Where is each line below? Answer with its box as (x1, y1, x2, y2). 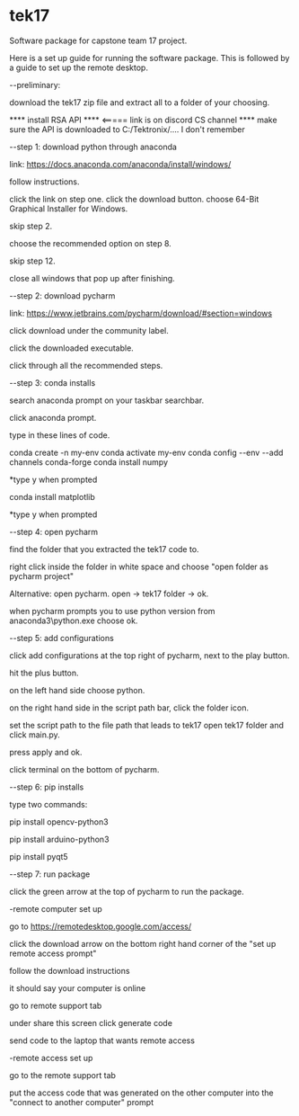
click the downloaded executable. (9, 343, 135, 353)
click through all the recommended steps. (9, 360, 163, 371)
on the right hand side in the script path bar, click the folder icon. (9, 702, 250, 713)
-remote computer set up (9, 903, 103, 914)
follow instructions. (9, 176, 80, 187)
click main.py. (9, 729, 60, 740)
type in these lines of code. (9, 429, 110, 441)
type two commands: (9, 799, 88, 809)
